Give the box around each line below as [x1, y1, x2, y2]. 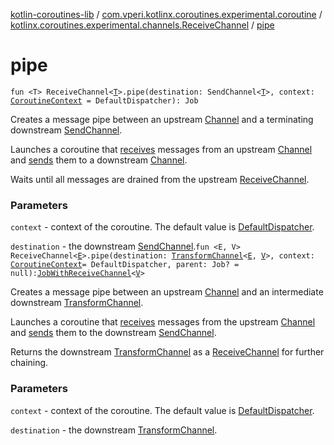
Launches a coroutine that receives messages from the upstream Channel [10, 316, 316, 328]
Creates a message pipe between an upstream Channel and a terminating [10, 113, 314, 125]
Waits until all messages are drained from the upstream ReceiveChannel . [10, 173, 310, 185]
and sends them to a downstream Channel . [10, 154, 188, 166]
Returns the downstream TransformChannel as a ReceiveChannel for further [10, 346, 325, 358]
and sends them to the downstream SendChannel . [10, 327, 217, 339]
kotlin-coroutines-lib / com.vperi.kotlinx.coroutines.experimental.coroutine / [10, 9, 323, 20]
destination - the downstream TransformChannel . [10, 424, 218, 436]
